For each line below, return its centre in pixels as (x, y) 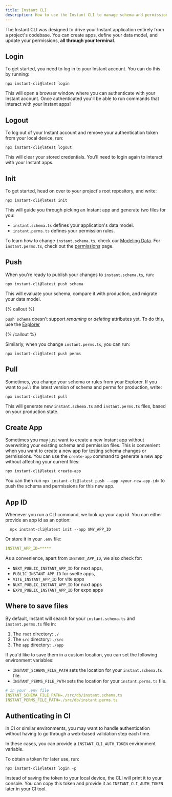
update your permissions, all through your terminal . (60, 40)
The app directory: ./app (38, 645)
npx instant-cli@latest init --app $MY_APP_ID (60, 530)
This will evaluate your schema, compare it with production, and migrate (81, 294)
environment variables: (29, 660)
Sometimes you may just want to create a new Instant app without (75, 440)
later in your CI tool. (26, 789)
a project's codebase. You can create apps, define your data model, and (81, 35)
